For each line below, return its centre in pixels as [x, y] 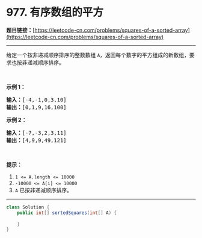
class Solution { [28, 207]
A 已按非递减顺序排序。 [43, 190]
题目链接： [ [20, 30]
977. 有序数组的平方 [55, 12]
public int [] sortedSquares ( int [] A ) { [67, 213]
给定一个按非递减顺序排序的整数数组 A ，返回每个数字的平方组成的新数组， [98, 55]
